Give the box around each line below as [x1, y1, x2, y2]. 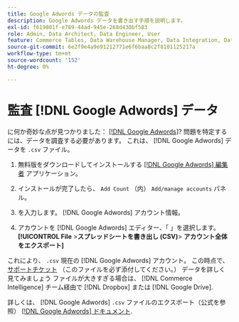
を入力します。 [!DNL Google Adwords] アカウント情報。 [17, 208, 185, 217]
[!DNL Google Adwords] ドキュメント [21, 306, 131, 315]
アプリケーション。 [26, 168, 82, 178]
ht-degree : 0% [7, 63, 50, 70]
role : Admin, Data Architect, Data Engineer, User [7, 30, 161, 38]
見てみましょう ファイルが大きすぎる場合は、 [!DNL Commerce [7, 274, 193, 282]
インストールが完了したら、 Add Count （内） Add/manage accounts [17, 184, 212, 193]
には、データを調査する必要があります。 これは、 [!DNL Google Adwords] [7, 136, 224, 144]
